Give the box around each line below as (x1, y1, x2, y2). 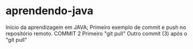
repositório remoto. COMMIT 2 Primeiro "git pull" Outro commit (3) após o (5, 30, 188, 37)
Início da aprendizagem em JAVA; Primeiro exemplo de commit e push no (5, 24, 186, 31)
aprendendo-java (5, 4, 94, 18)
